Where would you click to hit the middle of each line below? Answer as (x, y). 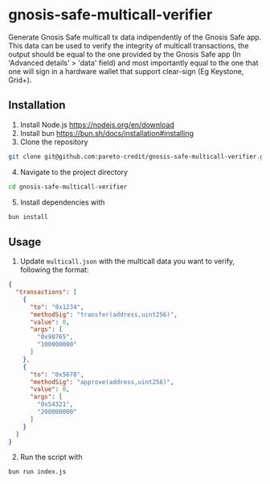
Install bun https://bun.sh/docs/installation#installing (107, 133)
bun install (28, 217)
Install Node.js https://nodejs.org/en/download (97, 124)
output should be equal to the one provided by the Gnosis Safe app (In (125, 54)
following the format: (54, 270)
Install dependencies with (62, 202)
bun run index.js (37, 472)
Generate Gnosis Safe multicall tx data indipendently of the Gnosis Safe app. (135, 37)
